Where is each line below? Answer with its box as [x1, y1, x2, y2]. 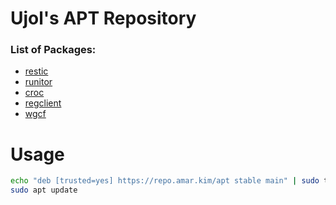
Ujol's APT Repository [10, 7, 197, 30]
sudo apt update [10, 185, 78, 196]
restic [24, 65, 49, 77]
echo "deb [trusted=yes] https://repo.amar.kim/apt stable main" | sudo [10, 176, 320, 186]
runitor [24, 76, 53, 88]
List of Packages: [10, 43, 97, 57]
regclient [24, 97, 62, 109]
